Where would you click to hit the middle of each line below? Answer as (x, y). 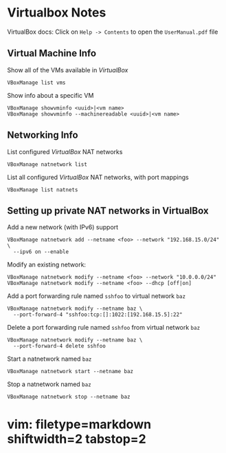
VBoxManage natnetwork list (47, 164)
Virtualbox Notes (57, 13)
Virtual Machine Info (52, 53)
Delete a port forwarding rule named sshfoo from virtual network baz (104, 328)
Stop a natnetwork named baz (49, 384)
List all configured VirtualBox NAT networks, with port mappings (98, 177)
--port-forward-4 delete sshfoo (60, 346)
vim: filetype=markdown (79, 424)
